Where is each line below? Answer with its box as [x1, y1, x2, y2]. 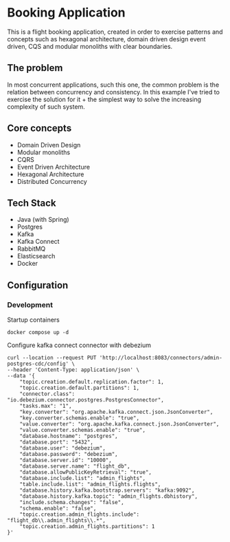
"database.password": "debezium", [19, 451, 118, 458]
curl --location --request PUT [7, 355, 97, 362]
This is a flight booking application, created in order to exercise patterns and [7, 28, 223, 36]
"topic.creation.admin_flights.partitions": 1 [19, 523, 155, 530]
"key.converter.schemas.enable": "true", [19, 415, 139, 421]
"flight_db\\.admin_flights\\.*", [7, 517, 106, 524]
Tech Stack [7, 197, 56, 209]
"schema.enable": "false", [19, 505, 97, 512]
